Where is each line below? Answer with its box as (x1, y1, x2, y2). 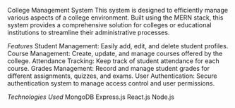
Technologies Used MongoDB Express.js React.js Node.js (7, 93, 175, 101)
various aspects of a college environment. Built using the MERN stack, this (7, 13, 224, 22)
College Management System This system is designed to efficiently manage (7, 6, 228, 14)
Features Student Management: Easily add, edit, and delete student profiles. (7, 42, 229, 50)
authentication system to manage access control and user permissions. (7, 79, 215, 87)
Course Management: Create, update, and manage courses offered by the (7, 49, 223, 58)
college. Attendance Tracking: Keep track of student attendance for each (7, 57, 220, 65)
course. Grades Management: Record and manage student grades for (7, 65, 210, 72)
